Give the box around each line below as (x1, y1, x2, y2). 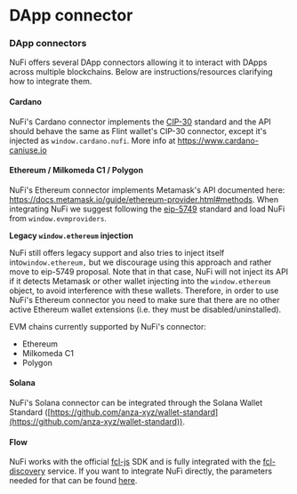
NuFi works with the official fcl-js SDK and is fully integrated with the (9, 457, 261, 467)
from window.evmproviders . (9, 212, 107, 223)
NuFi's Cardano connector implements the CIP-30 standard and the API (9, 116, 271, 127)
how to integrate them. (9, 76, 92, 87)
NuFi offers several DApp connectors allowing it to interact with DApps (9, 57, 268, 68)
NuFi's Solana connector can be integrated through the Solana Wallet (9, 397, 263, 409)
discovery (9, 466, 46, 476)
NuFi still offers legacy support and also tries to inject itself (9, 247, 225, 258)
